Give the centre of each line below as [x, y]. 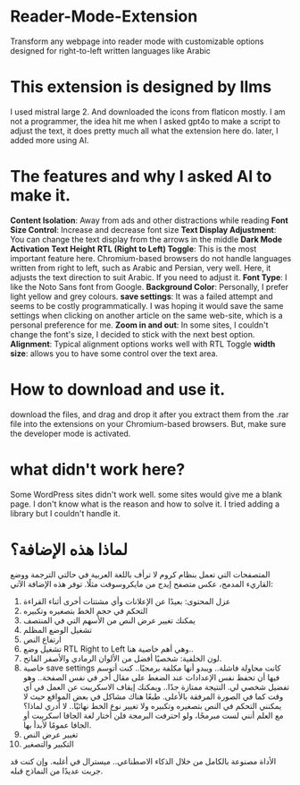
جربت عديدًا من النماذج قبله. [57, 771]
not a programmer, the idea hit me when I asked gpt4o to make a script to [145, 121]
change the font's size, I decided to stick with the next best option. [133, 334]
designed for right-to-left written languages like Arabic [110, 50]
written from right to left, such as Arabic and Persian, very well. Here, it [141, 268]
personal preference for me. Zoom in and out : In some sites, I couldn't [139, 325]
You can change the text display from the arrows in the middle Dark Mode [146, 239]
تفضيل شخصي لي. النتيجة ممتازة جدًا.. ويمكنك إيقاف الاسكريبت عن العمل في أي [156, 687]
